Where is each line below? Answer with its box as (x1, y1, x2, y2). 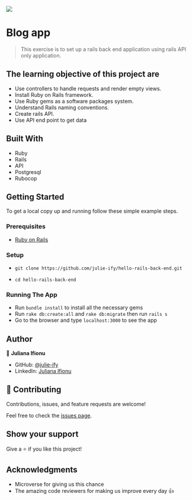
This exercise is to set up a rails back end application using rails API (20, 45, 187, 53)
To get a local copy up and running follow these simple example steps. (6, 208, 178, 215)
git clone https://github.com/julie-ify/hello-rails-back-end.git (14, 265, 183, 271)
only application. (20, 52, 62, 59)
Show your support (6, 429, 79, 439)
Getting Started (6, 192, 65, 202)
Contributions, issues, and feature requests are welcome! (6, 400, 146, 407)
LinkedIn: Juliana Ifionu (14, 368, 72, 375)
